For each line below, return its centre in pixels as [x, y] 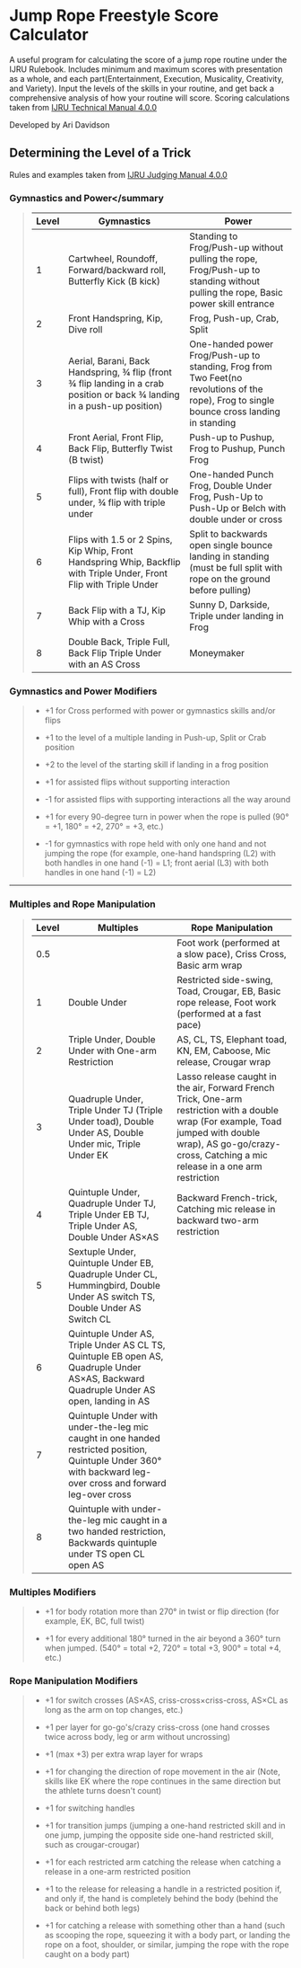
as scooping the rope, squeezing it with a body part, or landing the [168, 1935]
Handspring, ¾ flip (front [120, 372]
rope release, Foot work [226, 1002]
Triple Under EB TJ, [109, 1214]
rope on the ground [230, 579]
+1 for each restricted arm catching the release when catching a [163, 1862]
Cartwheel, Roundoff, [113, 259]
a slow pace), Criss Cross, [231, 953]
